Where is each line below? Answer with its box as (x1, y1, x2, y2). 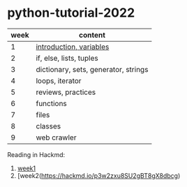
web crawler (36, 133, 77, 142)
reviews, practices (36, 87, 96, 97)
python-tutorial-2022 (7, 5, 135, 21)
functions (36, 98, 68, 108)
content (79, 30, 106, 40)
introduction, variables (36, 42, 110, 52)
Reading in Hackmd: (7, 150, 66, 158)
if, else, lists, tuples (36, 53, 99, 63)
